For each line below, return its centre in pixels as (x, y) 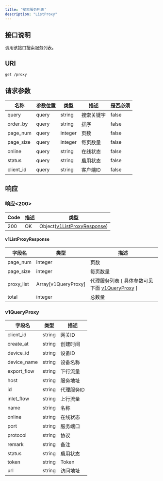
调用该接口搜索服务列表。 (31, 48)
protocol (17, 435)
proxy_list (18, 284)
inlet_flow (18, 399)
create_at (18, 344)
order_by (18, 124)
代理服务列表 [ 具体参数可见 (122, 281)
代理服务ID (73, 390)
